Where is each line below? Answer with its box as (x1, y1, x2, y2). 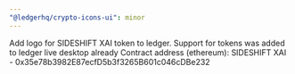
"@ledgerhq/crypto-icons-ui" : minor (9, 12, 145, 22)
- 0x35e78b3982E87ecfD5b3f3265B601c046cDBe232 (9, 56, 211, 67)
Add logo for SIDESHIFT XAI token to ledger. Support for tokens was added (9, 37, 285, 48)
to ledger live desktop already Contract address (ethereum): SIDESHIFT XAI (9, 46, 287, 58)
